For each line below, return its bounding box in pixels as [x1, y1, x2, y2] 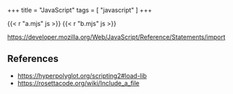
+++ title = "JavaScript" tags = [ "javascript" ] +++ [7, 6, 153, 14]
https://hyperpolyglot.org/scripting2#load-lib [17, 71, 147, 79]
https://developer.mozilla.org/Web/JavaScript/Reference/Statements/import [7, 33, 226, 41]
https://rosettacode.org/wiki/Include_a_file [17, 79, 140, 87]
